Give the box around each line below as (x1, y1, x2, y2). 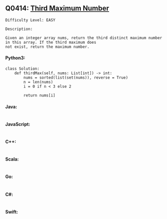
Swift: (5, 208, 18, 215)
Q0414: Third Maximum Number (5, 4, 109, 13)
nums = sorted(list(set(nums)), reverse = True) (23, 75, 128, 80)
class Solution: (5, 66, 40, 72)
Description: (5, 26, 33, 32)
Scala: (5, 156, 19, 162)
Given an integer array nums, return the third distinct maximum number (5, 35, 162, 40)
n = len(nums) (23, 80, 53, 85)
